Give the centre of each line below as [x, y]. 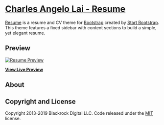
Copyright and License [40, 101]
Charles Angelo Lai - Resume [65, 9]
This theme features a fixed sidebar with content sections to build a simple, [81, 27]
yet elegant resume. [25, 33]
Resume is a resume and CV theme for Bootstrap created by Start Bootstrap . [82, 22]
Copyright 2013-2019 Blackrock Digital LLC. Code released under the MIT [79, 113]
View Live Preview [24, 69]
